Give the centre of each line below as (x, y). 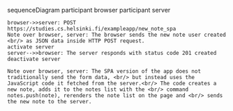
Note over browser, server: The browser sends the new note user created (117, 35)
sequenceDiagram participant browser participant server (89, 10)
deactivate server (34, 59)
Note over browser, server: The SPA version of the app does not (104, 71)
